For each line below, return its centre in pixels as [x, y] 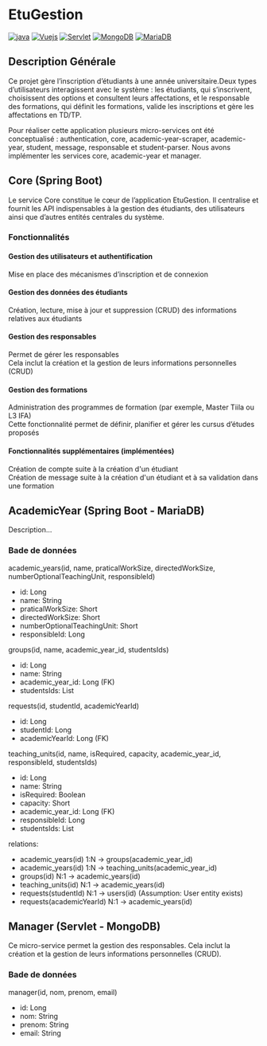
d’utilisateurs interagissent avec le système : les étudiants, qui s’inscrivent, [130, 89]
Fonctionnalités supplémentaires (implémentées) [91, 451]
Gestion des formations [48, 390]
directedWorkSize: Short [60, 617]
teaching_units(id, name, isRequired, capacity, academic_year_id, [115, 754]
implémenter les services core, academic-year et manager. [105, 155]
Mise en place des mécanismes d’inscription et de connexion [108, 274]
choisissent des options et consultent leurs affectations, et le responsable [129, 98]
